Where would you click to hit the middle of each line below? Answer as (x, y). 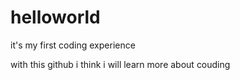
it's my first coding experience (73, 45)
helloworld (55, 17)
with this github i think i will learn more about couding (120, 64)
